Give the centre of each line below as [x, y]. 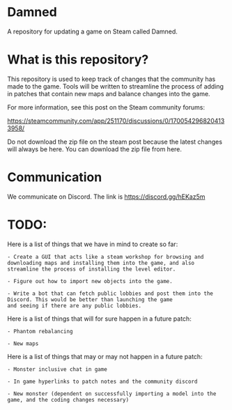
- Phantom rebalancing [40, 331]
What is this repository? [78, 60]
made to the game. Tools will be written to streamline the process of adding [116, 86]
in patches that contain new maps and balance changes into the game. [109, 93]
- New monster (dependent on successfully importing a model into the [112, 394]
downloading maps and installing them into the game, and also [101, 263]
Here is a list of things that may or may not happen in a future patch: [105, 356]
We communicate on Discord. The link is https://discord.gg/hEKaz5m [106, 197]
